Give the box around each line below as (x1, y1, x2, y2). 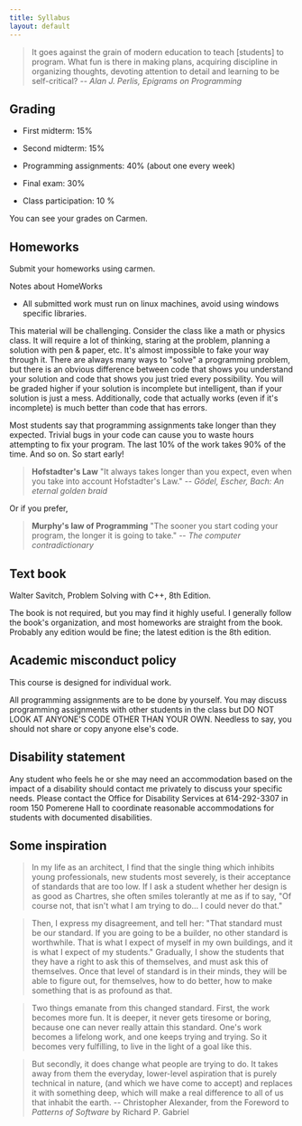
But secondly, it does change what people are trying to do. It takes (31, 1059, 279, 1070)
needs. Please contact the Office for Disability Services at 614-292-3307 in (9, 792, 288, 803)
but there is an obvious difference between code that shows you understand (9, 364, 294, 375)
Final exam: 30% (22, 178, 86, 189)
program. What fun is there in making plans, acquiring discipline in (31, 56, 278, 67)
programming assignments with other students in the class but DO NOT (9, 704, 275, 714)
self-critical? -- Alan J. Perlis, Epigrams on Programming (31, 75, 243, 86)
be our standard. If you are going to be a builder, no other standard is (31, 928, 288, 939)
